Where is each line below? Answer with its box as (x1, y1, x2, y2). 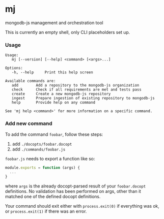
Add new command (5, 120, 53, 127)
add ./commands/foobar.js (12, 146, 65, 152)
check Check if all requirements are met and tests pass (11, 87, 141, 92)
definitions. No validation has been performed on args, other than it (5, 188, 141, 194)
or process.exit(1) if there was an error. (5, 208, 87, 215)
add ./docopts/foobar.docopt (12, 141, 72, 147)
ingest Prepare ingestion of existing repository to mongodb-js (11, 96, 155, 101)
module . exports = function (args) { (5, 165, 80, 170)
